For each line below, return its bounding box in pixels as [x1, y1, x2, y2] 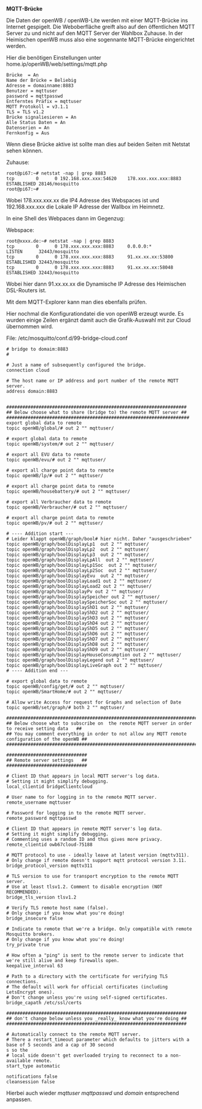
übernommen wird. [6, 323, 54, 330]
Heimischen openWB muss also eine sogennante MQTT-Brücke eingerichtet [6, 36, 195, 43]
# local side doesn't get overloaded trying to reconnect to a [6, 1052, 168, 1058]
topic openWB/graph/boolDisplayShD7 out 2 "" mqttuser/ [6, 636, 149, 642]
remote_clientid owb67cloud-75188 [6, 842, 93, 848]
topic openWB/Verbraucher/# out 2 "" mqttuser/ [6, 504, 128, 510]
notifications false [6, 1073, 58, 1079]
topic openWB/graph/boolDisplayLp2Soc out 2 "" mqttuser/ [6, 567, 158, 573]
